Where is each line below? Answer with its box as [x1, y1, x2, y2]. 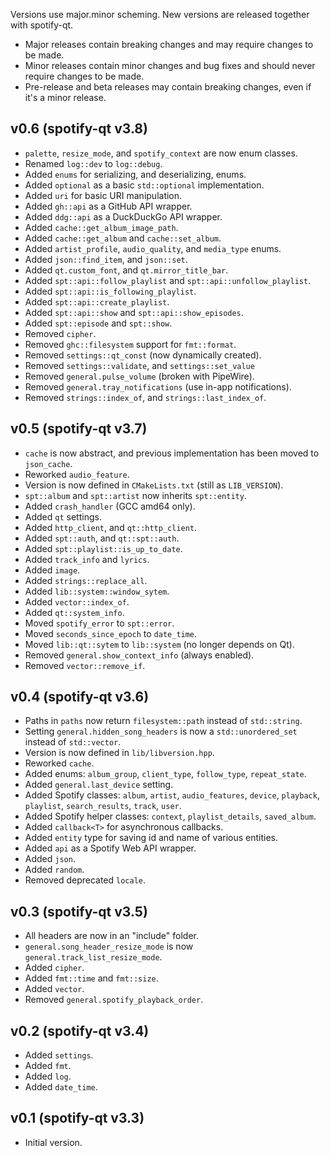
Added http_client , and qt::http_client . [24, 521, 198, 533]
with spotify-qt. [10, 19, 74, 31]
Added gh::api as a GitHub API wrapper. [24, 200, 193, 212]
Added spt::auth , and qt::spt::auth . [24, 532, 180, 544]
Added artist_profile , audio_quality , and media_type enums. [24, 242, 282, 254]
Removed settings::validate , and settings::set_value [24, 359, 255, 371]
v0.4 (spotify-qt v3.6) [10, 689, 150, 706]
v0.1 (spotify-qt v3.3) [10, 1110, 145, 1127]
